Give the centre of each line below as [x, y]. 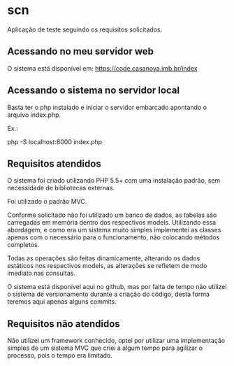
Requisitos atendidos [54, 163]
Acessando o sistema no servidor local [94, 91]
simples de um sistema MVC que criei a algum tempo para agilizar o [105, 348]
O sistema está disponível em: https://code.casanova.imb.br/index [102, 68]
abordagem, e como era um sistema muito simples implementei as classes [114, 230]
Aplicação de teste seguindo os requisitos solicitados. [85, 29]
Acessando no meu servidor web [80, 51]
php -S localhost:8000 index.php [55, 141]
